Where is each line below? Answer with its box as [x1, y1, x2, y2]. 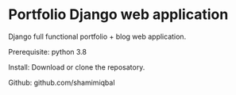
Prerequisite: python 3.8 [8, 47, 87, 56]
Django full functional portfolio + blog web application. [8, 32, 187, 41]
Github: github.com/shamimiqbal [8, 78, 115, 87]
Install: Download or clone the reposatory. [8, 62, 145, 72]
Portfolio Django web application [8, 6, 229, 24]
